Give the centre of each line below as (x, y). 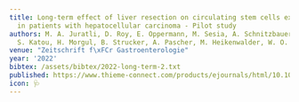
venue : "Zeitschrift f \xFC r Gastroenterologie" (99, 51)
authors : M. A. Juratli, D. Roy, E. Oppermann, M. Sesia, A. (125, 34)
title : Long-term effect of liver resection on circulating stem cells (145, 17)
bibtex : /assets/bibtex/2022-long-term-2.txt (95, 67)
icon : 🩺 (24, 83)
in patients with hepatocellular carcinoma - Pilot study (127, 26)
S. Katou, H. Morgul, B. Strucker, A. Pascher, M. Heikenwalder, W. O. (153, 42)
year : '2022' (33, 59)
